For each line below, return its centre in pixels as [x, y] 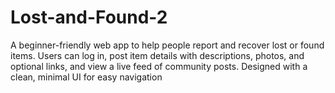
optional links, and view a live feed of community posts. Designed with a [159, 66]
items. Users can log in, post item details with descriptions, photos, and [157, 55]
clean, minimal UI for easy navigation [86, 77]
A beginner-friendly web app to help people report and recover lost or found [167, 45]
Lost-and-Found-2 [89, 17]
